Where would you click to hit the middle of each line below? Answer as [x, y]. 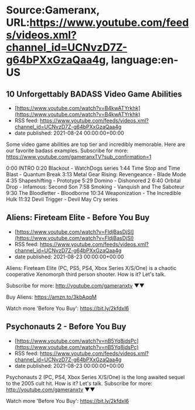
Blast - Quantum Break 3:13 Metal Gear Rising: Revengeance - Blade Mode [96, 174]
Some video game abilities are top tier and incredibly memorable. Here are [96, 144]
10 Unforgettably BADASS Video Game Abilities [94, 94]
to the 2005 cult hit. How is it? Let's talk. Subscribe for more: [79, 383]
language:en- [145, 60]
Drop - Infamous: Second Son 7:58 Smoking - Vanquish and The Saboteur [95, 187]
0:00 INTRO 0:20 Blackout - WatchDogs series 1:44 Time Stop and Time [93, 168]
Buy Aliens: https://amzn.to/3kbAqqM [51, 297]
